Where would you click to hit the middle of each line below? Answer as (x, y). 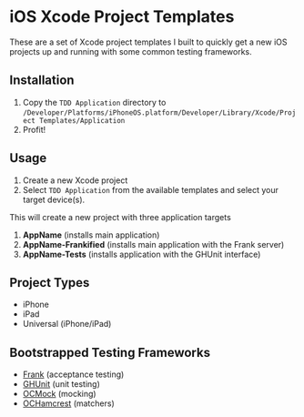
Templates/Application (82, 120)
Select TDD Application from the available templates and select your (151, 189)
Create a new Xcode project (75, 180)
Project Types (50, 283)
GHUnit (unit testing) (61, 384)
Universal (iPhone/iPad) (67, 324)
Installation (42, 81)
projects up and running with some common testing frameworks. (131, 51)
